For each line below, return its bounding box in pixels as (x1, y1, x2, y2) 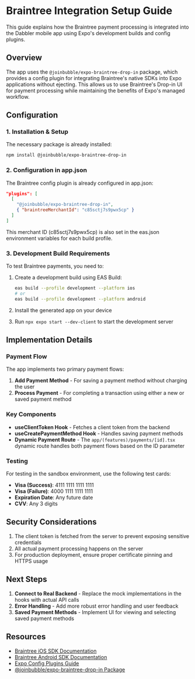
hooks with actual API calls (14, 596, 79, 603)
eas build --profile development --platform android (14, 296, 146, 302)
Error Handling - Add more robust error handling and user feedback (14, 602, 179, 609)
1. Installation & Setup (6, 127, 69, 136)
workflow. (6, 93, 30, 100)
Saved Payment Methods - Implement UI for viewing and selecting (14, 608, 176, 615)
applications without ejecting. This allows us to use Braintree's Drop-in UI (6, 81, 183, 88)
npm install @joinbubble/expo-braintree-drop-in (6, 152, 127, 158)
